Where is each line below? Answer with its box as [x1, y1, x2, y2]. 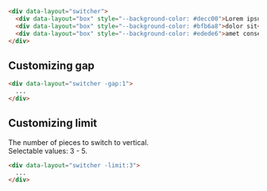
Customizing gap [8, 59, 95, 72]
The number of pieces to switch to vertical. [8, 137, 149, 147]
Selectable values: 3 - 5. [8, 146, 88, 155]
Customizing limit [8, 117, 98, 130]
